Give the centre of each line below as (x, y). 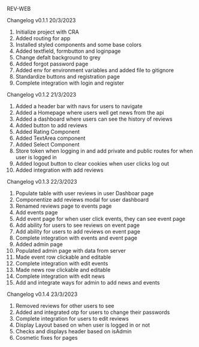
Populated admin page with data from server (71, 251)
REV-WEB (19, 9)
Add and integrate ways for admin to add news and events (88, 282)
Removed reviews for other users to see (65, 306)
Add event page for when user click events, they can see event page (100, 219)
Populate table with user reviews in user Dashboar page (85, 193)
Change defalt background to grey (58, 57)
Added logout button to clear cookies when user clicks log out (92, 164)
